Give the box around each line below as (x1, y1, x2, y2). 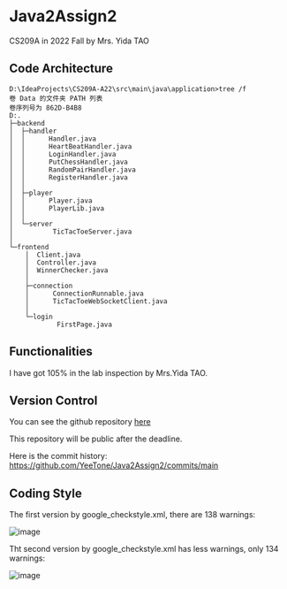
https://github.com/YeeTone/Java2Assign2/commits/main (9, 460, 219, 470)
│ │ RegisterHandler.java (9, 172, 128, 182)
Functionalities (9, 344, 93, 359)
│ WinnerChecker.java (25, 265, 109, 275)
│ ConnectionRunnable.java (25, 289, 144, 298)
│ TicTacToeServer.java (9, 227, 132, 236)
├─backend (9, 119, 46, 127)
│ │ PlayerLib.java (9, 203, 104, 213)
